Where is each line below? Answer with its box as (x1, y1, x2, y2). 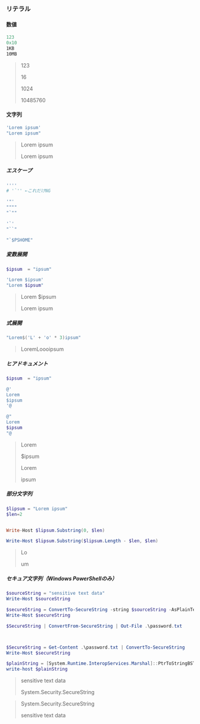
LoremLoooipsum (20, 345, 64, 353)
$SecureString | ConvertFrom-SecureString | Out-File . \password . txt (6, 623, 183, 629)
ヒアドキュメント (6, 360, 48, 367)
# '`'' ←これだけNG (6, 188, 51, 194)
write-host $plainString (6, 666, 68, 673)
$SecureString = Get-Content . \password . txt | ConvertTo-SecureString (6, 644, 185, 650)
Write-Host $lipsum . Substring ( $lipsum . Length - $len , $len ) (6, 538, 159, 544)
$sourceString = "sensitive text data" (6, 590, 105, 597)
